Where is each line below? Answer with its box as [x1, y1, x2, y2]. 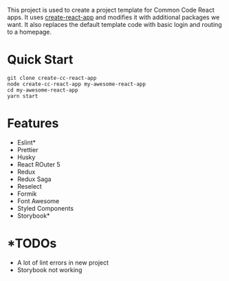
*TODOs [7, 236, 57, 251]
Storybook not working [17, 265, 83, 274]
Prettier [17, 145, 39, 154]
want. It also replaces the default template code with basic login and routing [7, 21, 222, 28]
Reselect [17, 182, 43, 190]
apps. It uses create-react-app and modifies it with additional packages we [7, 13, 220, 21]
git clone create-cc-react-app [7, 74, 97, 81]
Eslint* [17, 138, 36, 147]
